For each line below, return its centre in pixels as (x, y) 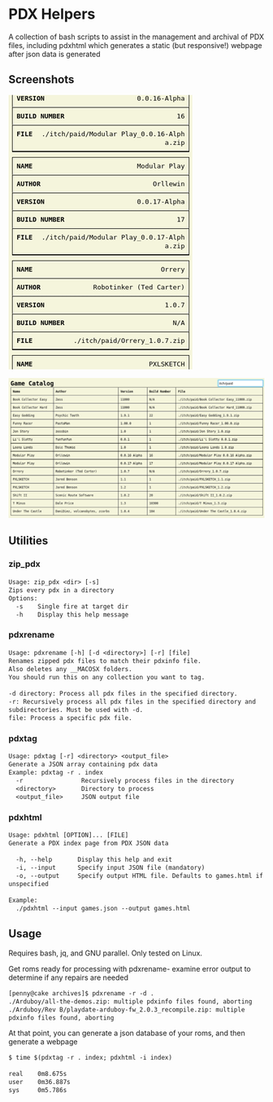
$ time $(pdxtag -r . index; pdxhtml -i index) (91, 1058)
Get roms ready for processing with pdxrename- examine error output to (130, 969)
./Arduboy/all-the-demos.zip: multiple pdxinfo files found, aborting (130, 1002)
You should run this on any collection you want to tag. (107, 677)
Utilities (28, 541)
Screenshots (41, 79)
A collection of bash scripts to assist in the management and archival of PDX (136, 37)
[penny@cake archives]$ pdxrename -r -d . (81, 994)
